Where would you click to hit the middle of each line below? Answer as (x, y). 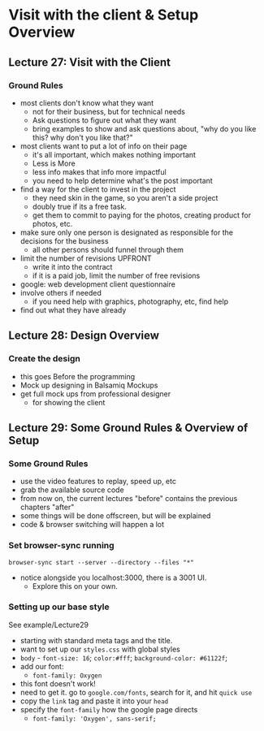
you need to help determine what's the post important (122, 180)
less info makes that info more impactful (99, 171)
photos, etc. (52, 223)
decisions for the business (64, 240)
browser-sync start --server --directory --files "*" (102, 562)
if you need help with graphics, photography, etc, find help (130, 301)
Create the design (45, 359)
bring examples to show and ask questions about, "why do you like (144, 128)
